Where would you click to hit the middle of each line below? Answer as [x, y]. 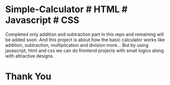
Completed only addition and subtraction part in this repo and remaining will [84, 34]
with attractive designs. [30, 56]
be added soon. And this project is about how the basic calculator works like [85, 40]
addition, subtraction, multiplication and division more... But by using [77, 45]
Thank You [28, 77]
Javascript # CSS [42, 20]
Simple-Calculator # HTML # [66, 9]
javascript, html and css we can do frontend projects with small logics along [84, 50]
